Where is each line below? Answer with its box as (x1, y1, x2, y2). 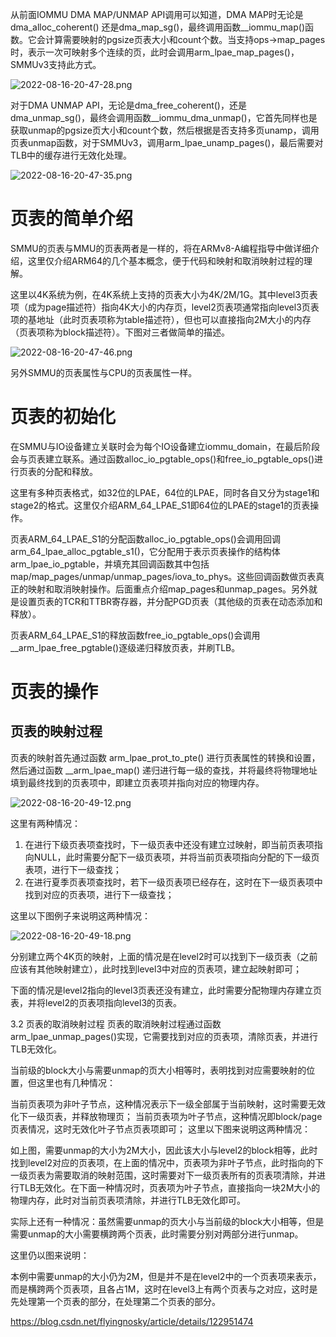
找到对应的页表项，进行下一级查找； (24, 888, 175, 900)
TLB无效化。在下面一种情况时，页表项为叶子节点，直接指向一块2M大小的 (18, 1181, 321, 1193)
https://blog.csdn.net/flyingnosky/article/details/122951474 (10, 1315, 254, 1327)
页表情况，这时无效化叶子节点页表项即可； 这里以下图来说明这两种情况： (10, 1123, 311, 1135)
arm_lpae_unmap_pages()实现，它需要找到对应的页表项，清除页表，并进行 (10, 1030, 319, 1042)
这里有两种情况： (10, 817, 81, 829)
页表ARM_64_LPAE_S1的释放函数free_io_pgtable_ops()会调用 (10, 629, 261, 641)
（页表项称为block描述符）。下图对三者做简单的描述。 (10, 326, 231, 338)
